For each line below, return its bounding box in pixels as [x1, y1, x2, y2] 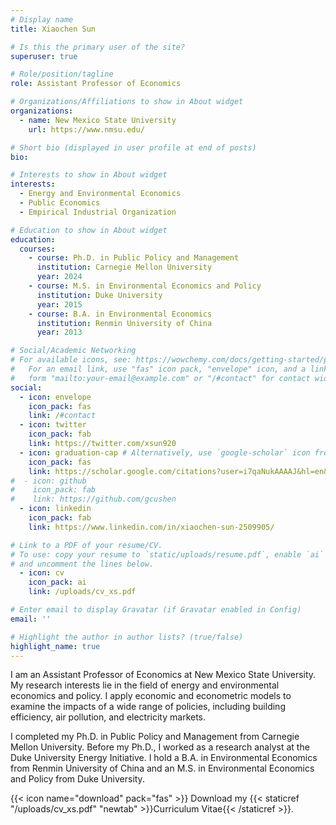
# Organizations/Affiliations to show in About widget [10, 97, 244, 107]
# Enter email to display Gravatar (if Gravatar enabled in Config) [10, 605, 302, 615]
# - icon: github [10, 476, 87, 486]
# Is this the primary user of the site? [10, 42, 186, 52]
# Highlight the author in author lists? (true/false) [10, 632, 244, 642]
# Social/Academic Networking [10, 346, 137, 356]
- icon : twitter [19, 420, 87, 430]
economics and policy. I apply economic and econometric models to [10, 690, 292, 702]
